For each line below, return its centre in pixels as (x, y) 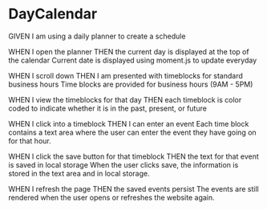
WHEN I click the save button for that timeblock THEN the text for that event (133, 156)
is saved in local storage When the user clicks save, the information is (123, 164)
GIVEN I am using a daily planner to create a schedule (97, 36)
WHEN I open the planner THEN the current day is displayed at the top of (129, 51)
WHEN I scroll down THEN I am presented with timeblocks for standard (125, 75)
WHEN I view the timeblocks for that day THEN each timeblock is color (125, 99)
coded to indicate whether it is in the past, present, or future (107, 108)
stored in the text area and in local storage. (79, 173)
